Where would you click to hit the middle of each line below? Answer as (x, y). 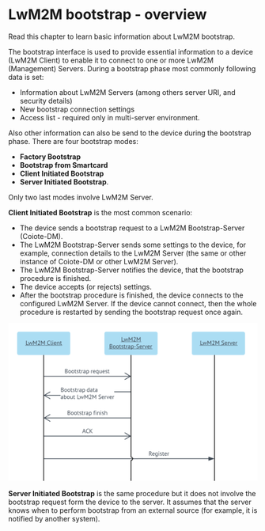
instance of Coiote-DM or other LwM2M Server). (99, 261)
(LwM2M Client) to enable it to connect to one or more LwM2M (111, 60)
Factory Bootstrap (50, 157)
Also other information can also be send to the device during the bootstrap (130, 133)
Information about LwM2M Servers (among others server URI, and (127, 92)
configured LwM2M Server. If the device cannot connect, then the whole (138, 303)
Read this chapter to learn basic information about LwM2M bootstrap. (122, 36)
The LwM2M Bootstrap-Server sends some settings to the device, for (133, 245)
